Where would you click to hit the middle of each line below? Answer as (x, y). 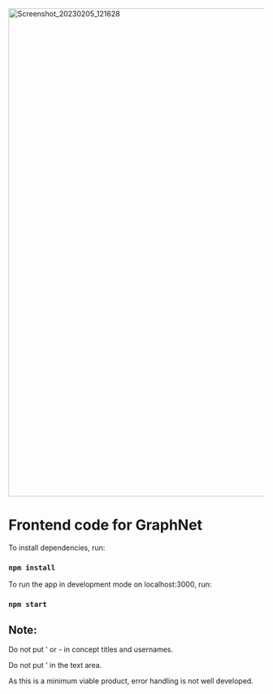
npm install (32, 567)
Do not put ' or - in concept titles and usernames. (91, 649)
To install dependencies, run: (57, 548)
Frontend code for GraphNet (106, 525)
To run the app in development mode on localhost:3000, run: (110, 584)
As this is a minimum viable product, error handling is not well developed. (131, 681)
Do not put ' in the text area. (55, 665)
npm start (28, 605)
